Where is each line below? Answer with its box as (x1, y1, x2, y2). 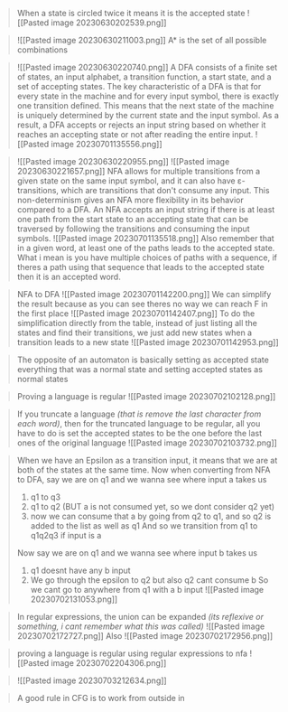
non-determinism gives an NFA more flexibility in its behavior (16, 194, 245, 205)
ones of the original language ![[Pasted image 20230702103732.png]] (16, 437, 277, 448)
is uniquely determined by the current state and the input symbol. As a (16, 110, 279, 120)
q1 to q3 (30, 492, 60, 502)
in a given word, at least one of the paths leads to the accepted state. (16, 243, 275, 253)
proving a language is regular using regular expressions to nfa (16, 648, 248, 659)
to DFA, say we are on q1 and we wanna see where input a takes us (16, 474, 267, 484)
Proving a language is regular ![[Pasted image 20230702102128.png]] (16, 391, 276, 401)
